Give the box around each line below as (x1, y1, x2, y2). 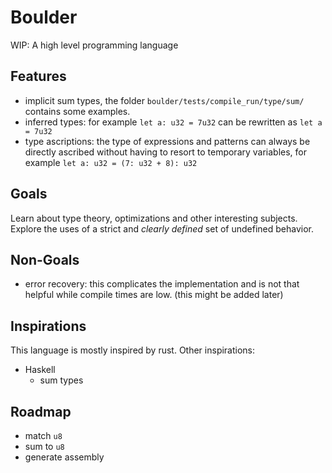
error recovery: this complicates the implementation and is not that (24, 278, 300, 290)
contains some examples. (24, 105, 131, 117)
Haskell (24, 364, 56, 376)
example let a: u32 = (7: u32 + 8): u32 (24, 156, 198, 168)
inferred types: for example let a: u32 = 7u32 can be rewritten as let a (24, 116, 323, 128)
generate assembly (24, 451, 105, 463)
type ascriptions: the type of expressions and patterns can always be (24, 135, 311, 147)
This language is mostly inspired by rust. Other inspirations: (10, 344, 256, 356)
